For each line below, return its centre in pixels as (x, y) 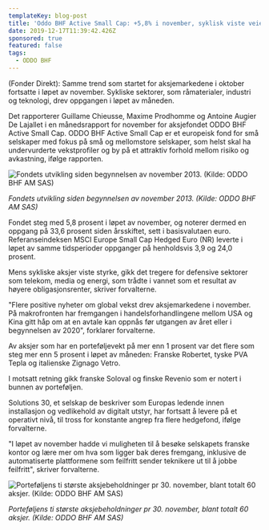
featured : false (35, 46)
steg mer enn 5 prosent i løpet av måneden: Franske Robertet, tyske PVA (128, 354)
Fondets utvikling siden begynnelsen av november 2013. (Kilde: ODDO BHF (132, 198)
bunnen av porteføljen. (46, 387)
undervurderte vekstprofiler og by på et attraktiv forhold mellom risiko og (129, 150)
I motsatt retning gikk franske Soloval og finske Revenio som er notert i (125, 378)
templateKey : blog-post (48, 16)
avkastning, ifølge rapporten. (56, 158)
